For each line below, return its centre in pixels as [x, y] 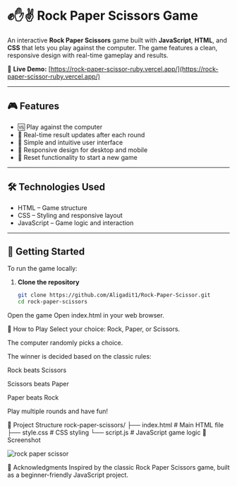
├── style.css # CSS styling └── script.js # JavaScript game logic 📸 [107, 433]
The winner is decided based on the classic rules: [79, 357]
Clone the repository [48, 282]
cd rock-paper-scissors [53, 302]
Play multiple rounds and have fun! [57, 411]
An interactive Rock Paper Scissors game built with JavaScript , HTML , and [117, 40]
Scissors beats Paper [38, 384]
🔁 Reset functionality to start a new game [77, 157]
